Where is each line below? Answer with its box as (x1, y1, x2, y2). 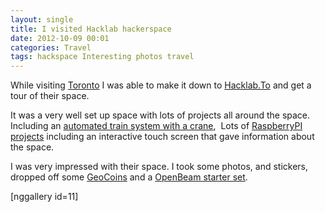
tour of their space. (10, 90, 90, 102)
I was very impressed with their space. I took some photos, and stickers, (10, 161, 308, 173)
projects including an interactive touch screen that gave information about (10, 131, 315, 143)
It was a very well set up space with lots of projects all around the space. (10, 109, 311, 121)
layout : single (10, 14, 74, 25)
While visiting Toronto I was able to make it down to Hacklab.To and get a (10, 79, 312, 91)
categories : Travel (10, 42, 92, 53)
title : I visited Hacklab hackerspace (10, 24, 172, 34)
